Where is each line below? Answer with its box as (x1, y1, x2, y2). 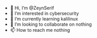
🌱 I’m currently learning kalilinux (10, 16, 79, 22)
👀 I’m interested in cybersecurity (10, 10, 79, 16)
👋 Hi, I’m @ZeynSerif (10, 5, 54, 11)
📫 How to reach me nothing (10, 27, 70, 33)
